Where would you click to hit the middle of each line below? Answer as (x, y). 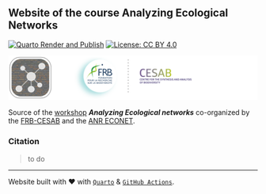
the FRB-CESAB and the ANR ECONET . (72, 121)
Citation (24, 142)
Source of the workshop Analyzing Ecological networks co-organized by (129, 112)
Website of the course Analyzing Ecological (118, 13)
